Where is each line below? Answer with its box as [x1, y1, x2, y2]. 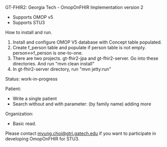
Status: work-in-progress [5, 76, 58, 82]
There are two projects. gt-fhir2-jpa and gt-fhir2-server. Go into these [12, 55, 158, 61]
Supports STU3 [12, 20, 45, 25]
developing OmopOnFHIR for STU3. [5, 136, 80, 141]
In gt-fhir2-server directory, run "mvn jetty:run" [12, 66, 111, 72]
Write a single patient [12, 96, 57, 101]
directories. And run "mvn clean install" [12, 61, 95, 66]
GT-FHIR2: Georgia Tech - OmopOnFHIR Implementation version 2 [5, 5, 144, 10]
